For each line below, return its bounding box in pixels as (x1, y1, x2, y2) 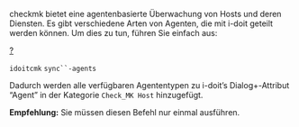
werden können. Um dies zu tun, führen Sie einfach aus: (9, 28, 218, 38)
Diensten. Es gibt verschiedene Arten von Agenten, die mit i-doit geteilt (9, 18, 273, 29)
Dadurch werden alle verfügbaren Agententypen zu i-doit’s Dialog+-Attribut (9, 80, 290, 90)
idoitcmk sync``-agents (9, 64, 97, 73)
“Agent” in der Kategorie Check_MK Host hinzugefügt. (9, 90, 204, 100)
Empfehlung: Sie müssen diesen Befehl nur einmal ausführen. (9, 107, 240, 117)
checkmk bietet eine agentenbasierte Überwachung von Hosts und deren (9, 9, 282, 19)
